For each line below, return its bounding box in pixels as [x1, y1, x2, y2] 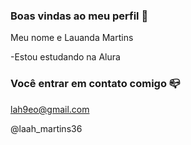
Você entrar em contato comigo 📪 [10, 77, 181, 91]
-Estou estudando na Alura [10, 51, 121, 63]
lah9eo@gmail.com [10, 103, 90, 115]
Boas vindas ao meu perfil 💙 [10, 9, 149, 23]
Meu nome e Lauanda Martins [10, 32, 134, 44]
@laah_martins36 [10, 122, 83, 134]
